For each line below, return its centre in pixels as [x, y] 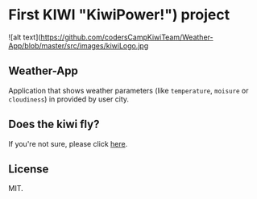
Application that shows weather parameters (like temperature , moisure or [128, 90]
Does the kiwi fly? [54, 124]
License [29, 169]
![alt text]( [25, 37]
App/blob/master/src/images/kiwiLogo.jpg [79, 45]
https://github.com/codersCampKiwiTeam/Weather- [127, 37]
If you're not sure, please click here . [68, 143]
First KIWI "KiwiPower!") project [119, 15]
